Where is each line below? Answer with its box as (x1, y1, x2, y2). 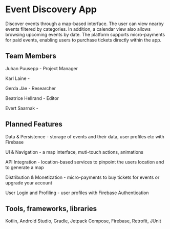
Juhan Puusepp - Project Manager (5, 65, 78, 71)
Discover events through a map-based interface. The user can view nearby (5, 20, 164, 27)
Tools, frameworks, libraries (5, 204, 97, 213)
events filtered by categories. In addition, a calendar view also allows (5, 26, 151, 32)
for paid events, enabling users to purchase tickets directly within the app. (5, 37, 162, 43)
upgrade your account (5, 179, 53, 185)
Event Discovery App (5, 4, 97, 15)
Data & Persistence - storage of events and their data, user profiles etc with (5, 133, 165, 139)
